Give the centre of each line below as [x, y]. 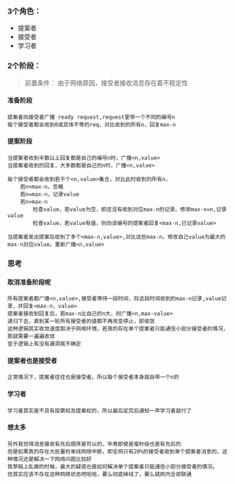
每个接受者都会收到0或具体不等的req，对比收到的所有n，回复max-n [92, 125]
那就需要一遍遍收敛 [31, 336]
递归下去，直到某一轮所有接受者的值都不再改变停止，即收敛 [81, 321]
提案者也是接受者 [32, 361]
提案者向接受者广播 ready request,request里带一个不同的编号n [91, 117]
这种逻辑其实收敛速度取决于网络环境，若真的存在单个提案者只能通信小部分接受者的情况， [118, 329]
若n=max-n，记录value [50, 194]
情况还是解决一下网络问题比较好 [52, 459]
